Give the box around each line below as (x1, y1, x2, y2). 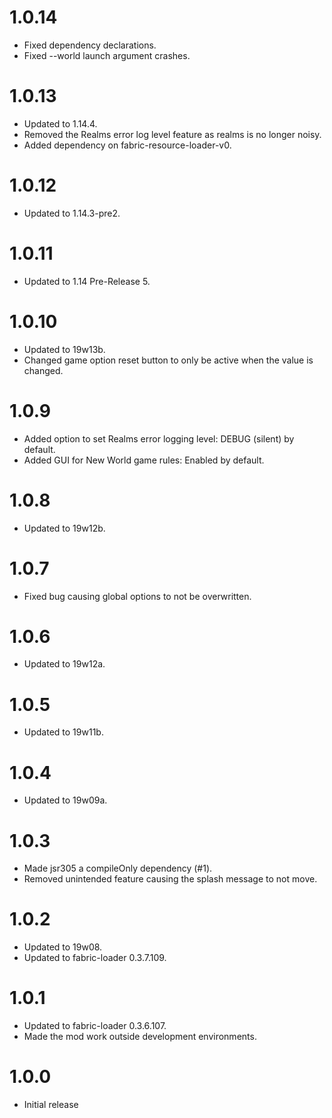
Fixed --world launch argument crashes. (23, 49, 191, 61)
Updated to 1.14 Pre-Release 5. (23, 275, 151, 287)
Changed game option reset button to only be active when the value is (23, 354, 314, 366)
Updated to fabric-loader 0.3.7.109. (23, 952, 167, 964)
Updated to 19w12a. (23, 658, 106, 670)
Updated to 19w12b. (23, 522, 106, 534)
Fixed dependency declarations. (23, 39, 157, 51)
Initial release (23, 1099, 79, 1111)
